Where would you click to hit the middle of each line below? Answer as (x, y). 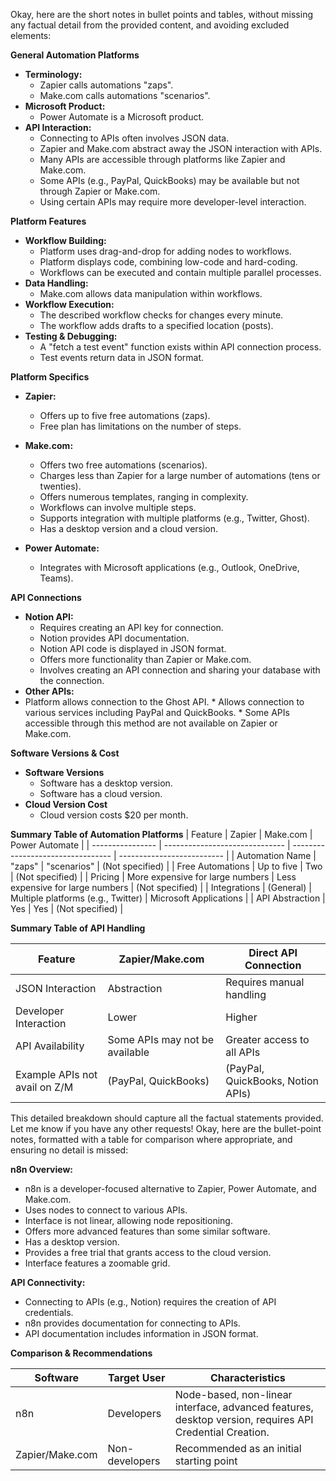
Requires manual (265, 982)
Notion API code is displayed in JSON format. (133, 648)
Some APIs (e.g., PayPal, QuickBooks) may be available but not (169, 180)
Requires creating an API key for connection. (131, 627)
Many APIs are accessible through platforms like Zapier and (162, 159)
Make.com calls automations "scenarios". (125, 95)
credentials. (49, 1312)
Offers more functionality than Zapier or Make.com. (145, 659)
